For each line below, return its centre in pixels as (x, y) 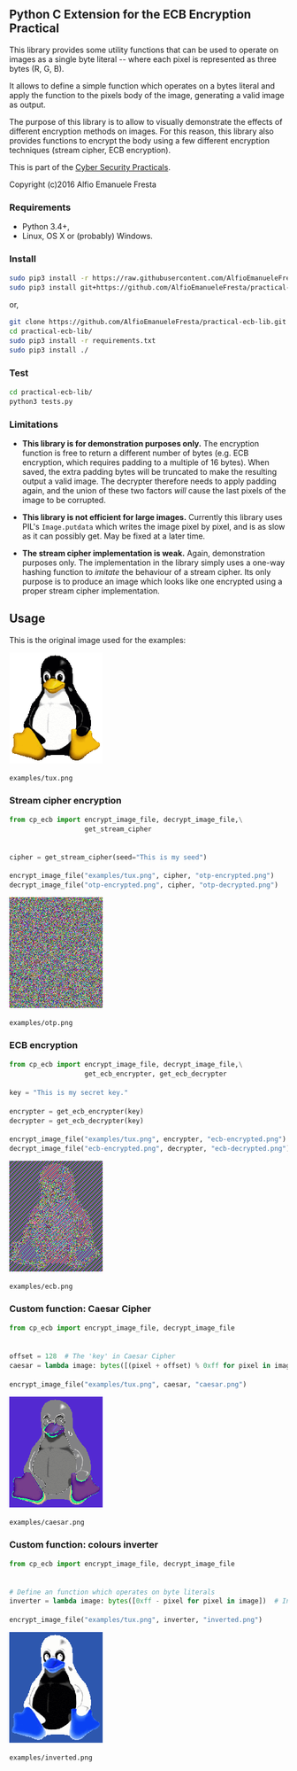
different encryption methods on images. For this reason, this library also (141, 131)
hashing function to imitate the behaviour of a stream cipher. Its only (146, 572)
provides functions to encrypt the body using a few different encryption (140, 140)
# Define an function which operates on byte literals (112, 1592)
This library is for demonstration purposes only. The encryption (140, 443)
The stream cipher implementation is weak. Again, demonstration (143, 553)
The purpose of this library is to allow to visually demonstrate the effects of (146, 121)
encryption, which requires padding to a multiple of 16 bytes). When (145, 462)
